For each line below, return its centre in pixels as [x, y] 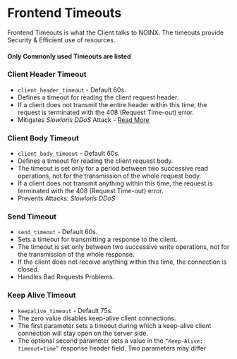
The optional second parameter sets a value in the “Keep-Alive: [110, 341]
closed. [28, 269]
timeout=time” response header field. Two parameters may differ [112, 348]
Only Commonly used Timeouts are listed [69, 56]
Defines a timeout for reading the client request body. [95, 161]
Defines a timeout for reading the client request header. [98, 97]
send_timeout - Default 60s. [57, 232]
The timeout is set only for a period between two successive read [113, 169]
